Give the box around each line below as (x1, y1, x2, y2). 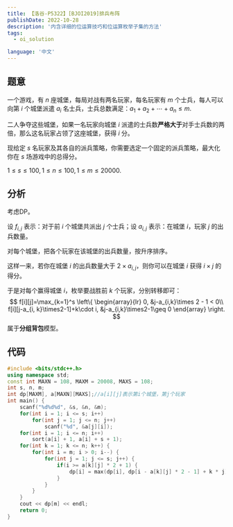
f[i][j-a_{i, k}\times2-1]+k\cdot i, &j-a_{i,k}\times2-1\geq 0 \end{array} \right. (8, 305, 225, 313)
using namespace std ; (7, 372, 70, 379)
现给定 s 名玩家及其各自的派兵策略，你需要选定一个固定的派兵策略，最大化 (7, 144, 221, 152)
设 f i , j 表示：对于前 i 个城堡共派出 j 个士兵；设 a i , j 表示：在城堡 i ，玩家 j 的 (7, 223, 218, 232)
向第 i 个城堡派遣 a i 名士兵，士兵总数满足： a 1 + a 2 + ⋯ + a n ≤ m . (7, 104, 192, 114)
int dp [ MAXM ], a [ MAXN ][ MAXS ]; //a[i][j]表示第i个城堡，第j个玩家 (7, 391, 186, 398)
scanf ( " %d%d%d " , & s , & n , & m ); (19, 404, 107, 411)
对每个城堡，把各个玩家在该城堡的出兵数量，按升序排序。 (7, 247, 171, 255)
